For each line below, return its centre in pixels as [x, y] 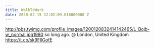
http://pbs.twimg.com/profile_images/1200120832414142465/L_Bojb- [77, 29]
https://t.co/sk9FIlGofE [29, 40]
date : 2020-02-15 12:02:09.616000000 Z [47, 15]
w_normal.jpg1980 [24, 34]
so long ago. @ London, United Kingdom [87, 34]
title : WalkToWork [24, 10]
